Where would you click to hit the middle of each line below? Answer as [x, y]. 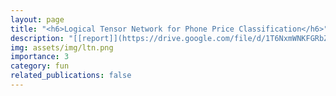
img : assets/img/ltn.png [62, 47]
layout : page [37, 19]
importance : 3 [40, 57]
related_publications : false [71, 76]
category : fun [40, 66]
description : [37, 38]
